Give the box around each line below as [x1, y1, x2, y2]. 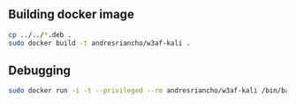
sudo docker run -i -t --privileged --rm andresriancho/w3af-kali [8, 86, 258, 95]
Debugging [8, 63, 72, 78]
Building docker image [8, 7, 134, 22]
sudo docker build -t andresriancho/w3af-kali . [8, 39, 191, 48]
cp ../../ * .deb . [8, 30, 72, 39]
